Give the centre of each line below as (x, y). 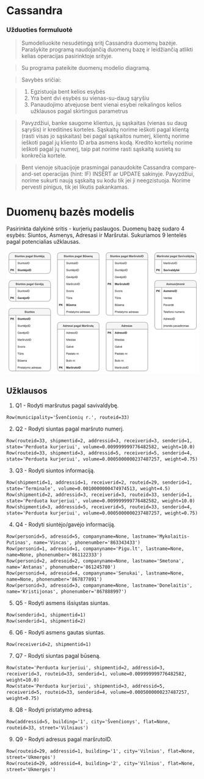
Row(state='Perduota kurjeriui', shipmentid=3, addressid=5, (86, 687)
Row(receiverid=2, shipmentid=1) (49, 645)
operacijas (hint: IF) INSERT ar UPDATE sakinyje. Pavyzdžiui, (118, 174)
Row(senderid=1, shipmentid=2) (46, 621)
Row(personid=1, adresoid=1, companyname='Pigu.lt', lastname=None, (95, 549)
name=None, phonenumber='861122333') (54, 555)
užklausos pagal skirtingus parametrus (79, 111)
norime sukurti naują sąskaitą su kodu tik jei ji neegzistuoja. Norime (106, 181)
